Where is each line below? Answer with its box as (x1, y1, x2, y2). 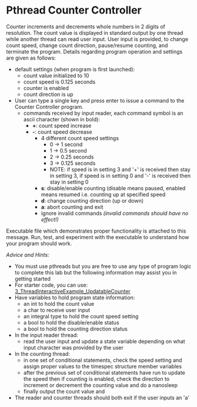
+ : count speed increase (32, 122, 92, 129)
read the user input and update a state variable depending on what (23, 337, 185, 345)
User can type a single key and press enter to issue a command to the (14, 97, 185, 104)
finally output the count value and (23, 388, 105, 395)
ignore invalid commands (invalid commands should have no (41, 210, 189, 217)
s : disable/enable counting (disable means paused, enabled (41, 184, 186, 191)
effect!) (41, 216, 59, 223)
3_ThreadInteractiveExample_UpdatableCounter (14, 287, 131, 295)
